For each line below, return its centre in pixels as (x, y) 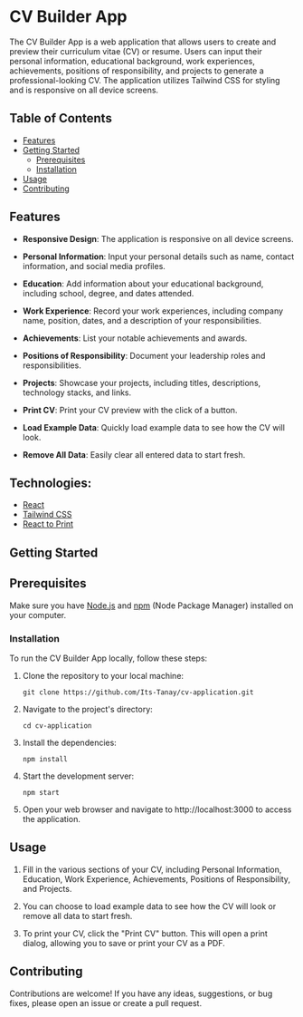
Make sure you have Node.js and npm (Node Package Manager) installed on (151, 605)
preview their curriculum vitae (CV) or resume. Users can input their (136, 51)
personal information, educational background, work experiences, (132, 61)
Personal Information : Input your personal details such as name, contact (158, 257)
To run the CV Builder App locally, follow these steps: (109, 658)
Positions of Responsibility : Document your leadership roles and (144, 355)
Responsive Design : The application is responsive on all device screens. (158, 238)
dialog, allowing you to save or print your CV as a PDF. (124, 943)
